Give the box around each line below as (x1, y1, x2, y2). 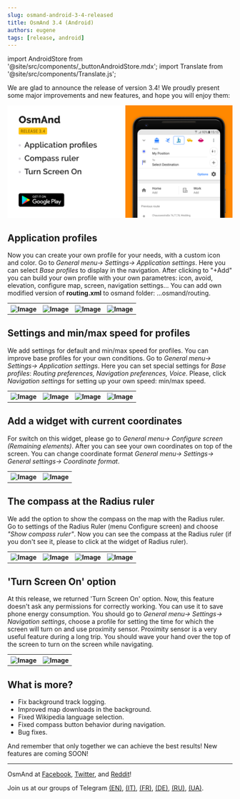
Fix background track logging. (17, 698, 106, 706)
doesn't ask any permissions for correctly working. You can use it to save (7, 602, 224, 610)
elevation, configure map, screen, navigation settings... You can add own (7, 281, 222, 290)
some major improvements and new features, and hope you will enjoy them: (7, 91, 231, 100)
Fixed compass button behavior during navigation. (17, 720, 166, 729)
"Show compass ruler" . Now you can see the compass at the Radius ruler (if (7, 529, 232, 538)
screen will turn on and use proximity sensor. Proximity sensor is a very (7, 625, 217, 633)
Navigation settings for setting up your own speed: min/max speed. (7, 376, 206, 385)
